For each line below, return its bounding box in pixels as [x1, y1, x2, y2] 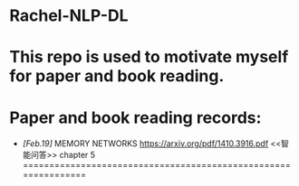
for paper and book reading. [9, 66, 225, 87]
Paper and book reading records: [9, 107, 262, 127]
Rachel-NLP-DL [9, 5, 129, 26]
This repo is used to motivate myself [9, 47, 289, 68]
